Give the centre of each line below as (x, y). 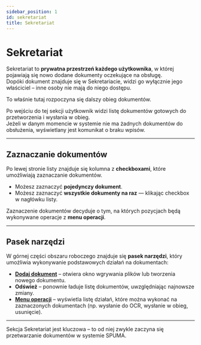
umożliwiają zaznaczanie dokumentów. (54, 175)
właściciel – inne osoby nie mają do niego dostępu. (69, 88)
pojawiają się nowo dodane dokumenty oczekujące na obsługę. (84, 75)
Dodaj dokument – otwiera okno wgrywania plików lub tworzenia (95, 274)
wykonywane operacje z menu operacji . (56, 217)
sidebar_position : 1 (32, 12)
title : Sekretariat (31, 23)
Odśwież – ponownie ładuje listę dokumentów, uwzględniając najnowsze (104, 287)
